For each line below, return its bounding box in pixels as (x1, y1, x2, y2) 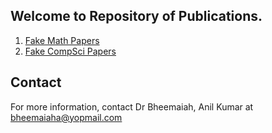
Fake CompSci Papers (24, 45, 117, 57)
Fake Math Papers (24, 34, 100, 46)
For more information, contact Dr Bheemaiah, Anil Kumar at (10, 100, 254, 113)
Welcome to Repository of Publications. (10, 8, 263, 25)
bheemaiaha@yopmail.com (10, 111, 123, 123)
